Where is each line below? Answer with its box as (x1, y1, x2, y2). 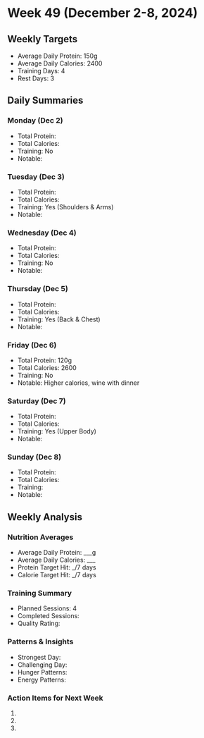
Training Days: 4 (17, 67, 65, 75)
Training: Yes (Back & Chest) (17, 315, 101, 324)
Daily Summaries (7, 94, 84, 106)
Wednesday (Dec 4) (7, 228, 77, 238)
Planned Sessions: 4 (17, 604, 77, 613)
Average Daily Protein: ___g (17, 548, 96, 557)
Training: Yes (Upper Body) (17, 427, 97, 436)
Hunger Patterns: (17, 668, 68, 676)
